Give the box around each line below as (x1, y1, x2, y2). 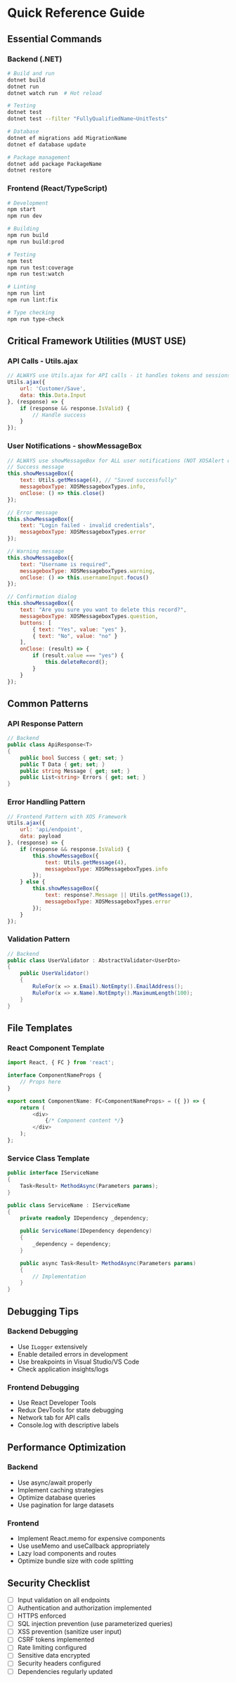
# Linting (7, 283, 37, 290)
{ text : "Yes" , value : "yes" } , (32, 626, 128, 633)
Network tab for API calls (17, 1414, 90, 1422)
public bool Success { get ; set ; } (20, 754, 124, 761)
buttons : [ (20, 619, 52, 627)
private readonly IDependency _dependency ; (20, 1215, 150, 1222)
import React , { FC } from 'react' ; (7, 1059, 114, 1066)
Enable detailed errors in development (17, 1350, 129, 1358)
